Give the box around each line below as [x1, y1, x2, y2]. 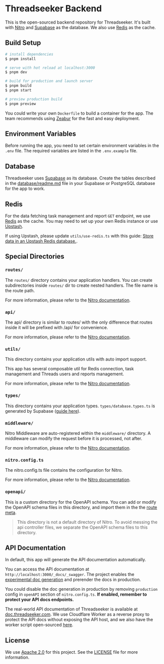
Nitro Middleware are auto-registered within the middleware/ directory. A [5, 430, 151, 436]
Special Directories [5, 252, 65, 261]
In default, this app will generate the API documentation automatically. [5, 557, 146, 563]
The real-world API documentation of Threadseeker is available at [5, 606, 138, 612]
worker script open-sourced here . [5, 622, 73, 628]
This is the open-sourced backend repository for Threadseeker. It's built [5, 19, 151, 25]
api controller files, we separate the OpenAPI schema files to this [17, 524, 148, 530]
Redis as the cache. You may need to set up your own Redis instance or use [5, 218, 158, 224]
